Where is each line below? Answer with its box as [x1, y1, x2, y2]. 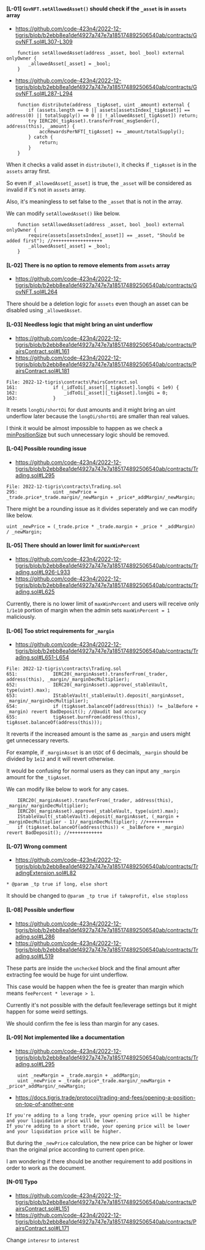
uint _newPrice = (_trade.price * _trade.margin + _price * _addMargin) [6, 523, 196, 530]
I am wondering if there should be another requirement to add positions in [6, 1157, 193, 1165]
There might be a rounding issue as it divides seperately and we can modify [6, 505, 198, 513]
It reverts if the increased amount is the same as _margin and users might [6, 730, 191, 737]
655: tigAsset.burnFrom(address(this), [6, 714, 141, 720]
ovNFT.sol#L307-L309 [15, 38, 73, 45]
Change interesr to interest [6, 1236, 80, 1244]
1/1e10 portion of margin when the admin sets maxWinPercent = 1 [6, 607, 170, 614]
